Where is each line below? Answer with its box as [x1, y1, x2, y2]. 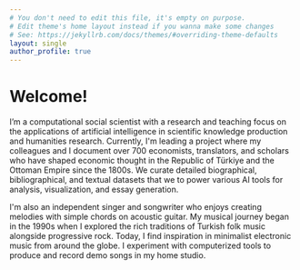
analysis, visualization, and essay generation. [9, 184, 179, 195]
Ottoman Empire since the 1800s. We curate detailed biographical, [9, 165, 257, 175]
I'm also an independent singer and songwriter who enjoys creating [9, 202, 262, 213]
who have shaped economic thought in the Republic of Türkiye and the [9, 155, 275, 166]
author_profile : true [9, 47, 92, 56]
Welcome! [9, 86, 88, 107]
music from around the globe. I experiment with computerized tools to [9, 240, 271, 251]
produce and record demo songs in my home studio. [9, 250, 206, 261]
